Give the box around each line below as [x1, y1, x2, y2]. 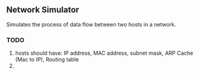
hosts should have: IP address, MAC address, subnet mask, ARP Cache [15, 49, 194, 57]
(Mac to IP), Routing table [15, 56, 79, 63]
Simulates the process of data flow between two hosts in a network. [6, 20, 177, 28]
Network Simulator [6, 5, 79, 15]
